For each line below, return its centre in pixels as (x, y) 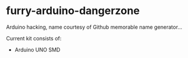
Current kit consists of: (34, 38)
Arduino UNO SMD (37, 50)
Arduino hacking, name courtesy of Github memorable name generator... (94, 27)
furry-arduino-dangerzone (73, 11)
